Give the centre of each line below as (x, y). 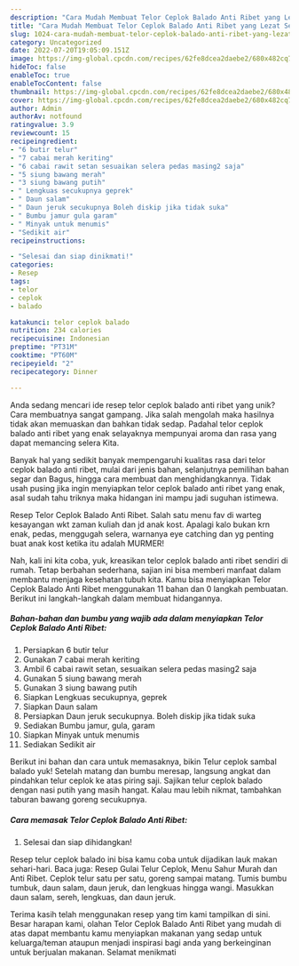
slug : (20, 34)
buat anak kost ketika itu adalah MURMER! (87, 543)
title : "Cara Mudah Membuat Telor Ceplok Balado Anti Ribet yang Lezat (145, 26)
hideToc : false (38, 68)
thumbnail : (30, 92)
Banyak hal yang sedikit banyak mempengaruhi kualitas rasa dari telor (138, 459)
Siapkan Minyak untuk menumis (81, 735)
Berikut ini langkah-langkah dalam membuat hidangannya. (116, 598)
